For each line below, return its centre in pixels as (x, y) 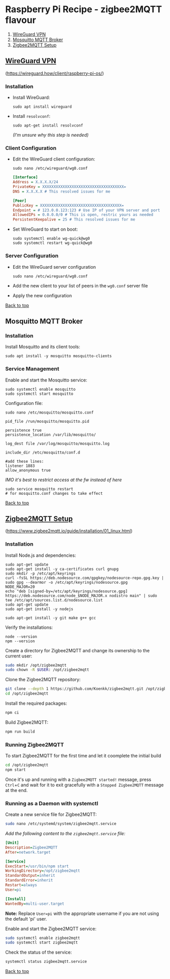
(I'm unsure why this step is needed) (51, 135)
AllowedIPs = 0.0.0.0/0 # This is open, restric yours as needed (83, 215)
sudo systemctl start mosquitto (39, 394)
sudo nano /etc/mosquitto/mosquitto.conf (50, 413)
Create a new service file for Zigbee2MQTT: (51, 814)
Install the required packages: (36, 703)
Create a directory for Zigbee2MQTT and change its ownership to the (78, 650)
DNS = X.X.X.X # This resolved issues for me (61, 192)
